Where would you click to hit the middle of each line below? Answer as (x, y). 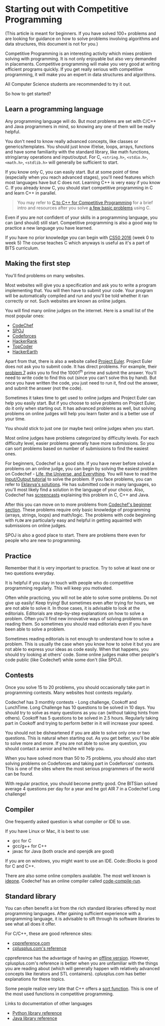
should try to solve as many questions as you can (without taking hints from (82, 712)
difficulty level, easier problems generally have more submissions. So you (80, 443)
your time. (15, 419)
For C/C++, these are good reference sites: (49, 933)
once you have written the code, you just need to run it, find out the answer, (82, 383)
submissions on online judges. (36, 526)
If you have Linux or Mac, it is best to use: (48, 831)
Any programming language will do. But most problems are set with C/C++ (81, 121)
